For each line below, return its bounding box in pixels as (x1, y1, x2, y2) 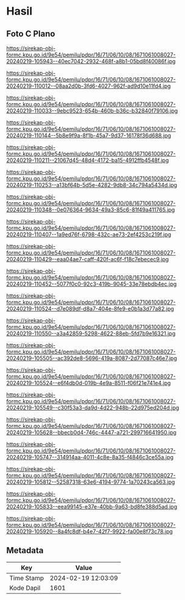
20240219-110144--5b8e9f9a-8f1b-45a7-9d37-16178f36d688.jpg (6, 132, 172, 139)
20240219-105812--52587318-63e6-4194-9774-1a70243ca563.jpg (6, 478, 175, 485)
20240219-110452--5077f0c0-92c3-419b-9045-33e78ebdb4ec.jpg (6, 280, 177, 288)
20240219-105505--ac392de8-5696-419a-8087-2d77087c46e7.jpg (6, 355, 178, 362)
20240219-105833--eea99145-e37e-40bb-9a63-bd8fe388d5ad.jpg (6, 503, 178, 510)
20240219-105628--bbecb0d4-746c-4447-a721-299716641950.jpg (6, 429, 176, 436)
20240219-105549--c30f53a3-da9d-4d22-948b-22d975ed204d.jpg (6, 404, 180, 411)
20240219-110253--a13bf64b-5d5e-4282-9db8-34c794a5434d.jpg (6, 182, 178, 188)
